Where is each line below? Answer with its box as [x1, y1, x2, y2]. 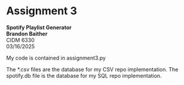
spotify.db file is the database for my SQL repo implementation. [6, 72, 162, 79]
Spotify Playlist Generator [6, 24, 72, 31]
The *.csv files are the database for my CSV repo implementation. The [6, 65, 179, 73]
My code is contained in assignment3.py [6, 54, 106, 61]
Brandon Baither [6, 30, 48, 37]
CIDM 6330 [6, 36, 35, 43]
